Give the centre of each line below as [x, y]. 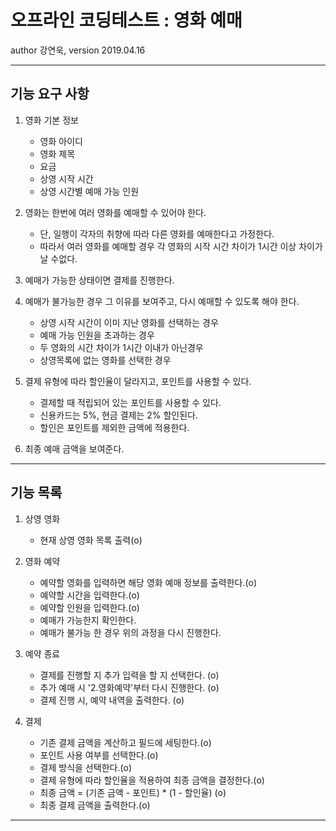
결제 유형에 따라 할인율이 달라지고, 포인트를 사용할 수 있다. [138, 381]
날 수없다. [58, 258]
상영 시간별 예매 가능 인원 [89, 191]
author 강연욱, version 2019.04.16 [78, 50]
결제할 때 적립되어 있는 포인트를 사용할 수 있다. [130, 402]
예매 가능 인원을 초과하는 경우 [97, 335]
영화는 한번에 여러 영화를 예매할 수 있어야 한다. [115, 212]
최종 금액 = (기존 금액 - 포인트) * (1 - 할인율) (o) [133, 792]
